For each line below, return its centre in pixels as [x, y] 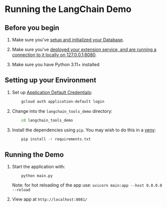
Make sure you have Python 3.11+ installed [56, 64]
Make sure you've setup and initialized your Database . [68, 40]
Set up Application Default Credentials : [52, 92]
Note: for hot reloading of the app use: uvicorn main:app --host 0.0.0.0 [87, 185]
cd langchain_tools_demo [47, 120]
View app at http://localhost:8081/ [49, 199]
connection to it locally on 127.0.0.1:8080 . [54, 55]
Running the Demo [34, 155]
